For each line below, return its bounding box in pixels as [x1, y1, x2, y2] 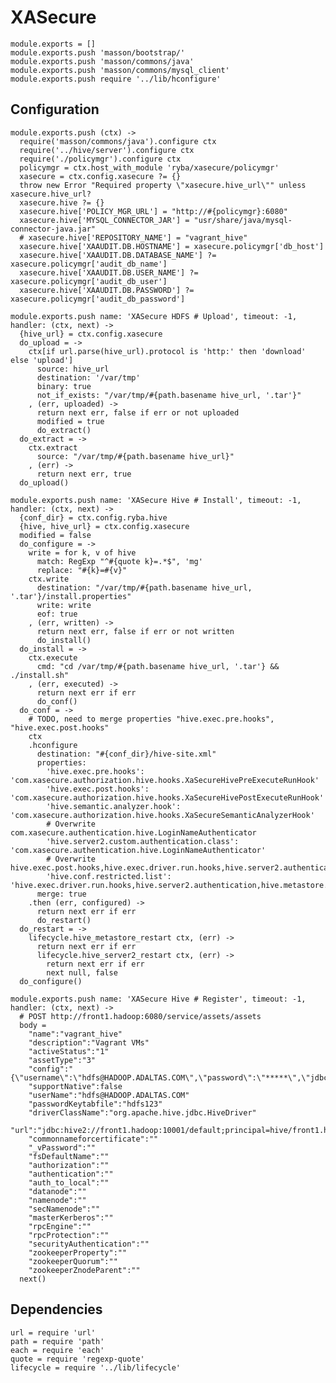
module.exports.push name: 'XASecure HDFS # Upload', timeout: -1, [10, 311, 298, 321]
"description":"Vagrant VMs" [28, 1037, 150, 1048]
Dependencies [10, 1301, 103, 1318]
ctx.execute [28, 652, 78, 663]
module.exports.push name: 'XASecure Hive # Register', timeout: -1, [10, 994, 307, 1004]
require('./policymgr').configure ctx [19, 154, 182, 164]
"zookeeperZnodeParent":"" [28, 1265, 141, 1275]
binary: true [36, 381, 92, 391]
